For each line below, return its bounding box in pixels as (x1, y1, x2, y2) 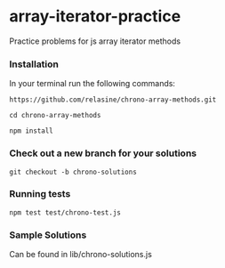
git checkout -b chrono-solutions (9, 167, 138, 176)
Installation (9, 58, 60, 70)
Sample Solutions (9, 229, 87, 241)
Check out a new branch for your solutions (9, 147, 197, 159)
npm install (9, 126, 53, 135)
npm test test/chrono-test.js (9, 207, 122, 217)
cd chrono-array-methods (9, 111, 101, 120)
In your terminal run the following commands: (9, 78, 176, 89)
